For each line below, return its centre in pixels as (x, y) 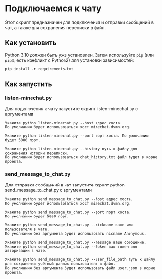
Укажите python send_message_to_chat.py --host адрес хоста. (69, 199)
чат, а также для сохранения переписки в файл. (55, 27)
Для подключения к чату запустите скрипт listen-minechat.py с (72, 109)
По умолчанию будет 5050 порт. (37, 216)
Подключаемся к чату (53, 9)
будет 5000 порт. (23, 140)
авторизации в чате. (26, 251)
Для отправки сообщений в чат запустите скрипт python (65, 185)
